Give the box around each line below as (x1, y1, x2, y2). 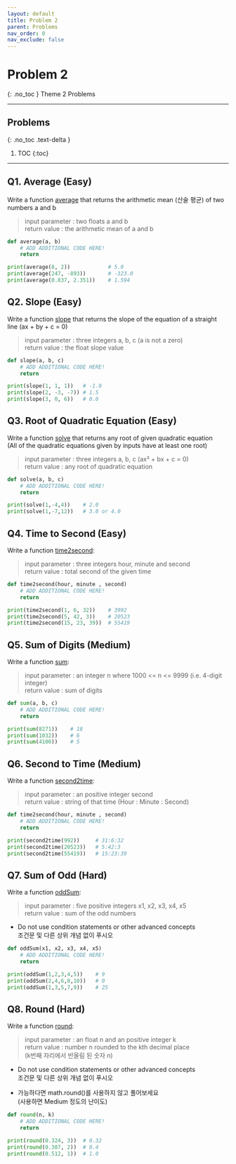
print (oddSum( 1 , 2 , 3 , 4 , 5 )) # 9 (7, 970, 105, 978)
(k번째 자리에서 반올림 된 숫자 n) (24, 1051, 114, 1060)
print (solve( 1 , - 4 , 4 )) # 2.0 (7, 501, 99, 509)
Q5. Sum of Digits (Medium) (7, 639, 131, 651)
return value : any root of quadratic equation (24, 462, 153, 470)
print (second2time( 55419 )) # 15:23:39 (7, 850, 128, 857)
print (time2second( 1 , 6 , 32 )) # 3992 (7, 607, 128, 614)
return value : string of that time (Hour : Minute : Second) (24, 798, 190, 806)
